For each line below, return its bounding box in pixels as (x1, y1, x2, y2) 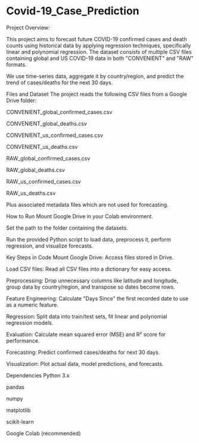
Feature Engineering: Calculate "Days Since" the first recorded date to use (6, 295, 189, 302)
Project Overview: (6, 24, 51, 31)
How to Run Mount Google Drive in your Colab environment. (6, 212, 154, 219)
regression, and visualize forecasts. (6, 242, 94, 249)
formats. (6, 61, 27, 68)
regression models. (6, 319, 54, 326)
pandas (6, 383, 25, 390)
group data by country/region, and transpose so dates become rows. (6, 283, 175, 291)
